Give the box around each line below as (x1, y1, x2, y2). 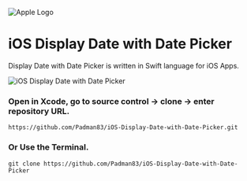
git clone (8, 160, 41, 168)
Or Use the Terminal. (8, 142, 89, 153)
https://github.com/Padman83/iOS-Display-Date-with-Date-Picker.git (8, 124, 238, 131)
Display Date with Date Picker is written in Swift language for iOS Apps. (8, 61, 239, 70)
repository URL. (8, 105, 69, 116)
